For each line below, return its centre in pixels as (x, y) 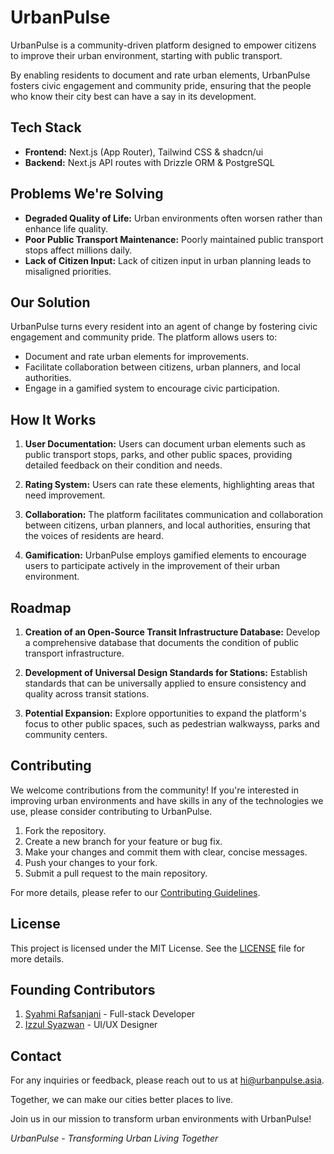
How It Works (53, 419)
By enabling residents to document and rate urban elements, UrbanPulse (160, 75)
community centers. (66, 734)
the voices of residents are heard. (94, 536)
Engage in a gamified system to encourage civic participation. (152, 388)
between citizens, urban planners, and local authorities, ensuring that (167, 525)
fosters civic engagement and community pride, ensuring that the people (161, 85)
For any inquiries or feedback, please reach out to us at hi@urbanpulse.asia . (167, 1080)
